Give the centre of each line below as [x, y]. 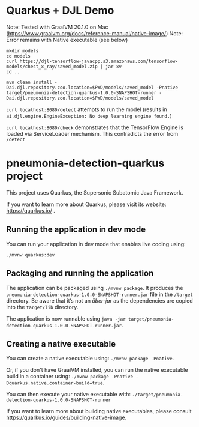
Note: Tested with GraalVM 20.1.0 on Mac [57, 27]
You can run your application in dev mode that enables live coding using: [96, 244]
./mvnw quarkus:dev [31, 255]
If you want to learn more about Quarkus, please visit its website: [86, 204]
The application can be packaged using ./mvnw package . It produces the [95, 288]
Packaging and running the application [80, 274]
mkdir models [22, 51]
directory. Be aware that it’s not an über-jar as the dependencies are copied [99, 300]
